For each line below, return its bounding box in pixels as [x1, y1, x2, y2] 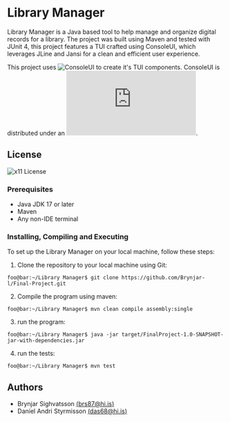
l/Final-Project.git [7, 281, 67, 288]
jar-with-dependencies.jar [7, 337, 85, 344]
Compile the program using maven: [17, 292, 117, 301]
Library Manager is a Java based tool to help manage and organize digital [7, 28, 216, 36]
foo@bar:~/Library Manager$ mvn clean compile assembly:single [7, 305, 193, 313]
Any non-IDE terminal [17, 215, 79, 223]
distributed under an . [7, 129, 198, 137]
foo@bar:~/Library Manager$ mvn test [7, 363, 116, 370]
